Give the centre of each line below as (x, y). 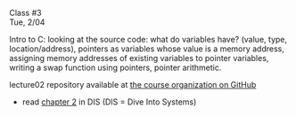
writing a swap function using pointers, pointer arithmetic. (115, 67)
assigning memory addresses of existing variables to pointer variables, (139, 58)
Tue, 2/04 (27, 22)
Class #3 (25, 13)
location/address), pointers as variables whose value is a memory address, (147, 49)
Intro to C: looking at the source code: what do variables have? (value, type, (148, 39)
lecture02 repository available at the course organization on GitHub (133, 85)
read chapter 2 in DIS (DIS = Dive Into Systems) (109, 102)
